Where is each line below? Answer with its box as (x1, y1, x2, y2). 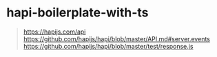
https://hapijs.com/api (23, 27, 86, 36)
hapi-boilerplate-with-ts (6, 5, 149, 21)
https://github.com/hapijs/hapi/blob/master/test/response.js (23, 42, 194, 50)
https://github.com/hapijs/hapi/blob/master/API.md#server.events (23, 34, 211, 43)
